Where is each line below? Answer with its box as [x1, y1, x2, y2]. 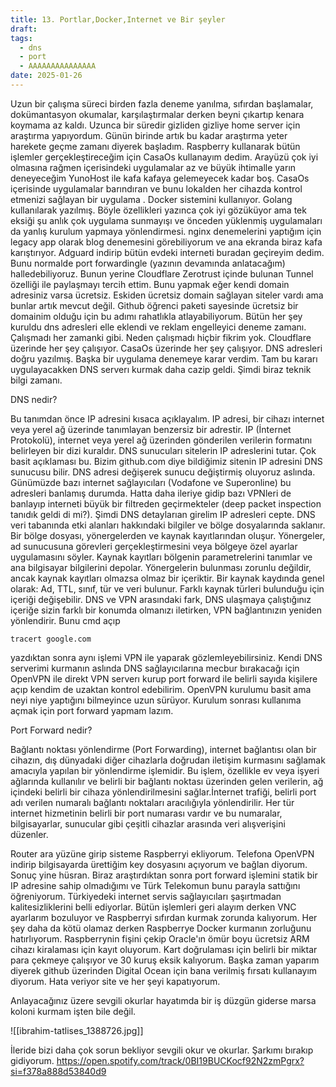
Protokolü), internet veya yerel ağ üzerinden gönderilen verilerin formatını [10, 434, 313, 446]
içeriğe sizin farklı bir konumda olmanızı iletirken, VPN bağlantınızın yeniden [10, 604, 322, 616]
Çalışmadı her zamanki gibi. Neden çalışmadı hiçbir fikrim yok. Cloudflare [10, 331, 312, 343]
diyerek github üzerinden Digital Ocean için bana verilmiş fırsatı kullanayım [10, 964, 318, 976]
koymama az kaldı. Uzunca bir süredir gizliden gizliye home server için [10, 119, 301, 131]
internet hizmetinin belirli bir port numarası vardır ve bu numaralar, [10, 807, 283, 819]
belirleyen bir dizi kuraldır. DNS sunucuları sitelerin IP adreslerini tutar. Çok [10, 444, 317, 456]
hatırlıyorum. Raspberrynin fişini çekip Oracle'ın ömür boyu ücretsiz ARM [10, 932, 310, 945]
